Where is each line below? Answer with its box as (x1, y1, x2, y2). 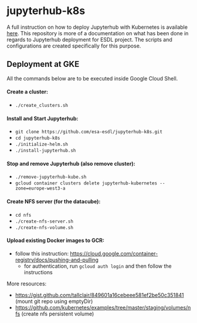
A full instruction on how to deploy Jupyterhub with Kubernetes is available (6, 23, 188, 31)
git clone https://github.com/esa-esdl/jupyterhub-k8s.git (15, 129, 163, 135)
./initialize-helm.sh (15, 142, 68, 147)
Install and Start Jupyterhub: (6, 115, 79, 122)
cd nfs (15, 212, 32, 218)
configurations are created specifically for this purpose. (6, 42, 141, 49)
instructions (23, 268, 53, 275)
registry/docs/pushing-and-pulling (15, 256, 99, 263)
